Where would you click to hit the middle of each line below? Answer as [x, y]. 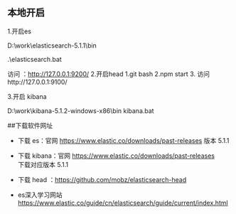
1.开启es [20, 31]
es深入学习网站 [40, 195]
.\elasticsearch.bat [34, 59]
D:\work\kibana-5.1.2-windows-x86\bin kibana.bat [81, 111]
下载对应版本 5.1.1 [43, 164]
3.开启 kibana [27, 96]
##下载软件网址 [30, 125]
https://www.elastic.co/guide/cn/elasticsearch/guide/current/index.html [123, 203]
